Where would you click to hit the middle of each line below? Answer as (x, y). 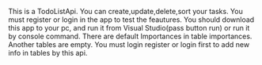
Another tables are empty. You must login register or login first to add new (129, 45)
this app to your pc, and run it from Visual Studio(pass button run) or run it (129, 28)
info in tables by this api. (48, 53)
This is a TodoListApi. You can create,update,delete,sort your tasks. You (125, 11)
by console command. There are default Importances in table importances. (130, 36)
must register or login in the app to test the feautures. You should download (131, 20)
